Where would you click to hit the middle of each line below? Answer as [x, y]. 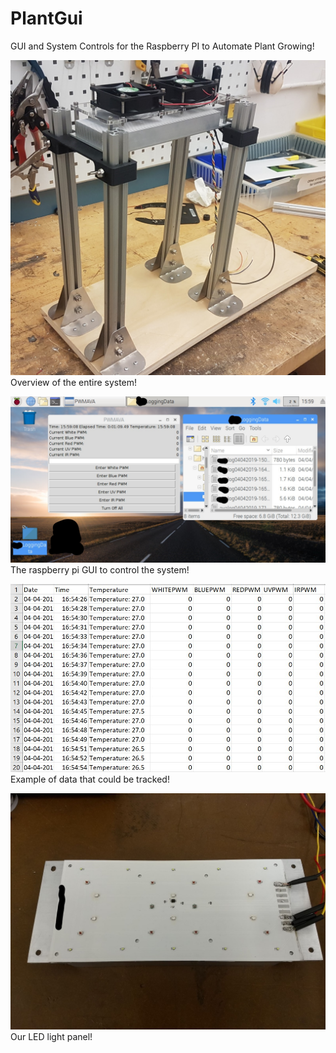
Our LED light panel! [51, 1037]
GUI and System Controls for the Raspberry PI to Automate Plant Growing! [162, 46]
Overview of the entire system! [74, 382]
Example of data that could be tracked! [90, 779]
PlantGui [46, 18]
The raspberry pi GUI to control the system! [100, 569]
